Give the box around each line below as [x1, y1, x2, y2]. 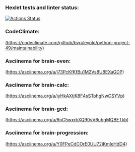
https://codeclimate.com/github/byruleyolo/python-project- [7, 39, 130, 45]
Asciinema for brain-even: [5, 57, 71, 64]
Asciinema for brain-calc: [5, 81, 69, 88]
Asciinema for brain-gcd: [5, 105, 68, 112]
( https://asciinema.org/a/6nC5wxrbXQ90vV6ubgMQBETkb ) [5, 117, 129, 123]
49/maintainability [5, 45, 43, 51]
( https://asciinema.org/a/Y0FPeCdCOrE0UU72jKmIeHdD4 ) [5, 140, 127, 147]
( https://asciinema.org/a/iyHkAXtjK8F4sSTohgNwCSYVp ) [5, 93, 125, 99]
